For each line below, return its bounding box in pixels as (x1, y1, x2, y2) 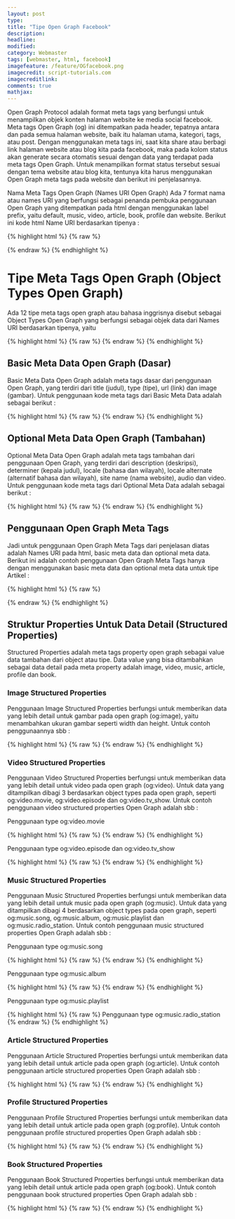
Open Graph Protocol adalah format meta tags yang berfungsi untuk (7, 108, 205, 117)
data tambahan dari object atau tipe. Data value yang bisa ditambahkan (7, 656, 213, 664)
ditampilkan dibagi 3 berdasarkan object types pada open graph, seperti (7, 788, 216, 797)
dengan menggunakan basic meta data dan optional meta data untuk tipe (7, 563, 219, 572)
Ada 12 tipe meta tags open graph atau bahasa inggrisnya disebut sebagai (7, 308, 222, 317)
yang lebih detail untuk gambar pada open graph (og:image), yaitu (7, 711, 199, 720)
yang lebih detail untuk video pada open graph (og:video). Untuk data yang (7, 781, 224, 789)
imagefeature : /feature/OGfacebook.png (7, 63, 124, 70)
